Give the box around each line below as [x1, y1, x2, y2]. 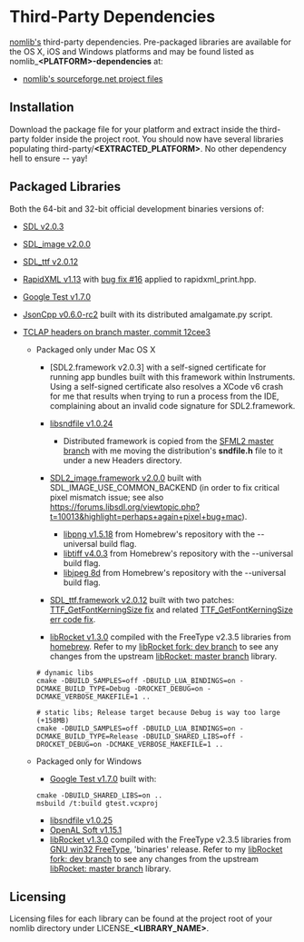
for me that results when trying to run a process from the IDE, [49, 391, 279, 402]
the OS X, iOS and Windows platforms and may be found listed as [9, 45, 254, 56]
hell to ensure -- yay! [9, 153, 88, 164]
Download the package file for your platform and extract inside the [9, 124, 259, 134]
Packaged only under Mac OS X [35, 343, 156, 355]
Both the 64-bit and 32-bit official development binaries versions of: [9, 203, 265, 214]
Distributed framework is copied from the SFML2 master [63, 435, 274, 446]
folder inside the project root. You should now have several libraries [31, 134, 284, 144]
